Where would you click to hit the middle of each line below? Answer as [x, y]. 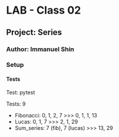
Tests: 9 [16, 104]
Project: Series [34, 32]
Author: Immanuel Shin [40, 49]
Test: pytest [21, 92]
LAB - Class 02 [44, 10]
